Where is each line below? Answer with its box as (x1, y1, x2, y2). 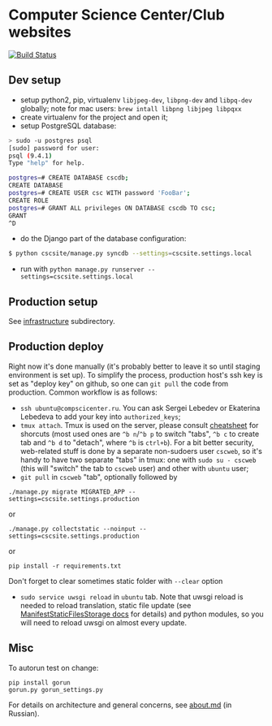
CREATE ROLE (8, 197, 49, 205)
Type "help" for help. (8, 159, 85, 167)
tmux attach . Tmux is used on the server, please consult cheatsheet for (19, 420, 259, 430)
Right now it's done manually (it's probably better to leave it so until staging (8, 361, 261, 371)
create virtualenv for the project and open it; (19, 112, 169, 122)
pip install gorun (8, 678, 71, 687)
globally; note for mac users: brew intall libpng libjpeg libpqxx (19, 103, 242, 113)
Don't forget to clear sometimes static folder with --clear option (8, 576, 223, 586)
